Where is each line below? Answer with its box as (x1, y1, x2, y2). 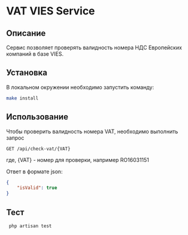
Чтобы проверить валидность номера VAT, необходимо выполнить (6, 128, 178, 135)
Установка (6, 68, 48, 78)
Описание (6, 28, 46, 38)
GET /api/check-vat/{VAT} (6, 146, 70, 152)
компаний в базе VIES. (6, 50, 64, 58)
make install (6, 95, 39, 101)
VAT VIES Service (6, 4, 95, 18)
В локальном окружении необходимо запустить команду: (6, 83, 154, 91)
